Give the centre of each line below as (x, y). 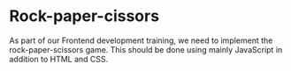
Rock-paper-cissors (84, 16)
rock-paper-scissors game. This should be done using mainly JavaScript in (146, 49)
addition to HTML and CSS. (59, 59)
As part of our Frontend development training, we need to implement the (141, 40)
